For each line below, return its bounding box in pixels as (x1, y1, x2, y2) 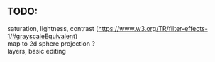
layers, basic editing (7, 46, 66, 55)
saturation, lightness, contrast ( (7, 24, 99, 32)
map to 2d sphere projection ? (7, 39, 96, 48)
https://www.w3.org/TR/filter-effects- (98, 24, 208, 32)
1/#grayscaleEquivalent (7, 32, 76, 40)
